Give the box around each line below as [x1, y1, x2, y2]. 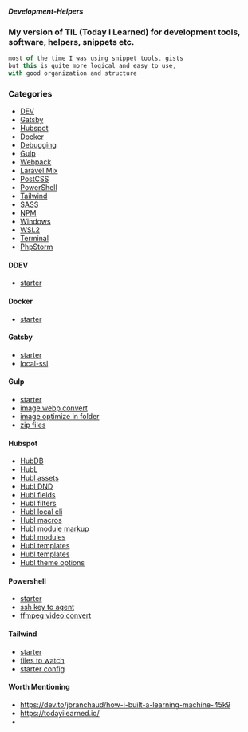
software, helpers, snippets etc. [8, 36, 135, 47]
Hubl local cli [19, 507, 63, 516]
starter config [19, 663, 65, 674]
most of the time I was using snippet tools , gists [8, 54, 183, 63]
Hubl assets [19, 473, 60, 483]
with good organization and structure [8, 69, 137, 77]
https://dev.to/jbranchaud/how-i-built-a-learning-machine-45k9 [19, 699, 231, 710]
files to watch [19, 655, 65, 665]
